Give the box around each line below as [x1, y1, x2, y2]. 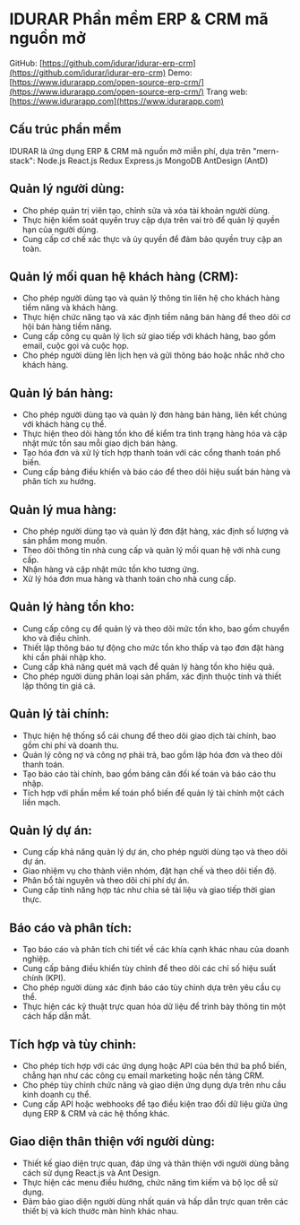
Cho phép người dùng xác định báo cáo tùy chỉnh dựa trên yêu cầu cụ [21, 982, 281, 993]
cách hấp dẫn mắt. [21, 1011, 92, 1021]
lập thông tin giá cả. [21, 680, 96, 691]
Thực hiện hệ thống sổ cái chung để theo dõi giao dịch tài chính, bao [21, 730, 277, 741]
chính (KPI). [21, 973, 66, 984]
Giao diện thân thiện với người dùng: [9, 1134, 216, 1150]
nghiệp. [21, 953, 51, 964]
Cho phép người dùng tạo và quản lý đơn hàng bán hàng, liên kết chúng [21, 409, 287, 421]
